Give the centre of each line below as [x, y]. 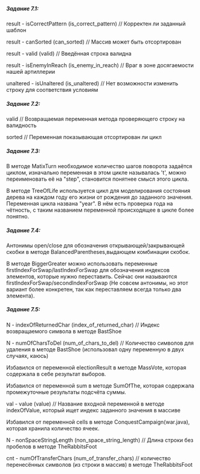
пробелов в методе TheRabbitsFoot [52, 446]
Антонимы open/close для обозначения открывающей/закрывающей [95, 245]
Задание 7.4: [24, 230]
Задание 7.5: [23, 310]
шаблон [16, 30]
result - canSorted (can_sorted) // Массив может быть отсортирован [94, 42]
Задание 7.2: [23, 103]
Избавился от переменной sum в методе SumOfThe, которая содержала [100, 385]
